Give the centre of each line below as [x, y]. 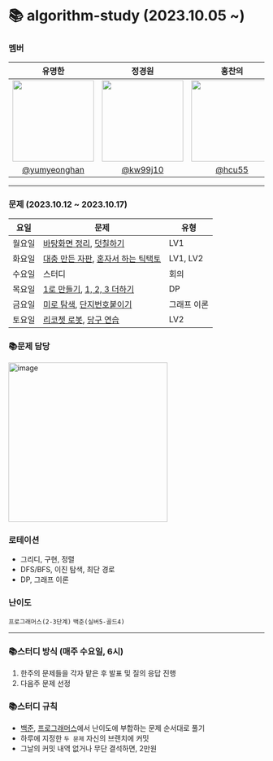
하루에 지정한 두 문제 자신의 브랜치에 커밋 [84, 738]
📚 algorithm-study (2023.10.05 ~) [127, 16]
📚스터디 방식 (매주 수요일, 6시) [66, 651]
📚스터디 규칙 [33, 706]
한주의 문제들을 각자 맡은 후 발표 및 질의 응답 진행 [98, 673]
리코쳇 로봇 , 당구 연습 [81, 320]
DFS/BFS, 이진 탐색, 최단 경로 [67, 570]
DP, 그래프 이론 [44, 579]
